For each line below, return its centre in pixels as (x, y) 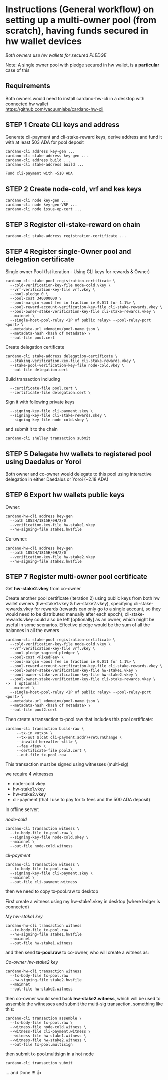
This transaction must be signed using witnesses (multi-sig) (67, 764)
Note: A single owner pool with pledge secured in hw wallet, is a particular (82, 65)
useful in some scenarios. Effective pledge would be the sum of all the (78, 625)
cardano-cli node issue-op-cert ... (43, 209)
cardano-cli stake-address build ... (45, 164)
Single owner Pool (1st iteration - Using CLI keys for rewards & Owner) (78, 272)
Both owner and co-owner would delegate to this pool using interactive (78, 474)
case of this (17, 70)
